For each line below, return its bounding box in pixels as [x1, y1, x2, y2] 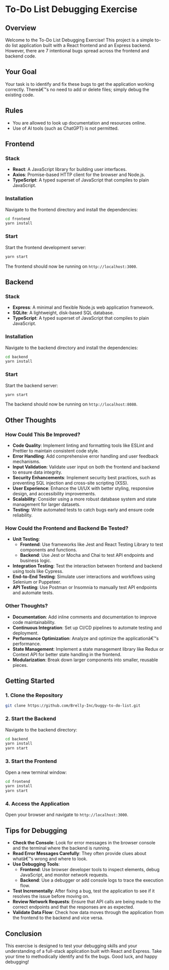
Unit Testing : [12, 536, 40, 542]
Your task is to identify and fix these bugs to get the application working [5, 81, 154, 87]
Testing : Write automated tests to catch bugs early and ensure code [12, 507, 154, 513]
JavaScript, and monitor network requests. [20, 872, 109, 878]
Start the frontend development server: [5, 244, 87, 250]
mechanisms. [12, 459, 41, 465]
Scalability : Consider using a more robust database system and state [12, 496, 157, 502]
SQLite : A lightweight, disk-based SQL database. [12, 310, 114, 316]
